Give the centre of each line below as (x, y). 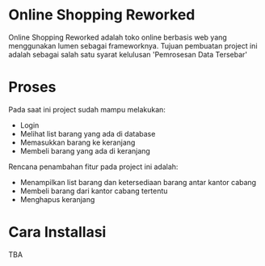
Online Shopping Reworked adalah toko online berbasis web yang (118, 37)
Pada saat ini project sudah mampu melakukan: (87, 109)
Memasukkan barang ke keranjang (78, 142)
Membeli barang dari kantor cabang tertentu (94, 191)
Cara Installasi (57, 232)
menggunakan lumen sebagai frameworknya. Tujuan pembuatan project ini (133, 45)
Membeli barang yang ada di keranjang (85, 150)
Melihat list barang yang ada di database (88, 133)
